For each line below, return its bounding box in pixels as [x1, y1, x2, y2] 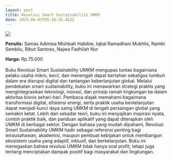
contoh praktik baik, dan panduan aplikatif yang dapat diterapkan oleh [5, 116, 154, 122]
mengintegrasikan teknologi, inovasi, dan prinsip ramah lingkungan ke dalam [5, 89, 167, 95]
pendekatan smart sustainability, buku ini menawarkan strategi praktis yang [5, 83, 165, 90]
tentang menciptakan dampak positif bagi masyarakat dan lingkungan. [5, 149, 154, 155]
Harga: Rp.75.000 [5, 56, 43, 62]
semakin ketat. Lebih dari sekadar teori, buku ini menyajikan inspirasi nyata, [5, 111, 165, 117]
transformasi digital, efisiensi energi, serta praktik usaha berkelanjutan [5, 99, 154, 106]
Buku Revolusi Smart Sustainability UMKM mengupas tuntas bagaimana [5, 67, 157, 73]
